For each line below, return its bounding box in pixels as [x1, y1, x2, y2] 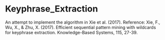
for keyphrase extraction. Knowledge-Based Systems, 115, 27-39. [5, 29, 138, 35]
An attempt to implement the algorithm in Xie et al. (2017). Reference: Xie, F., [5, 19, 161, 25]
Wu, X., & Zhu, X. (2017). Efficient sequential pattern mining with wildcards [5, 24, 156, 30]
